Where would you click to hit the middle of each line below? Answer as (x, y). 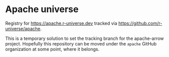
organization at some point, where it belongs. (52, 49)
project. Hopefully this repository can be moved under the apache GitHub (81, 43)
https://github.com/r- (140, 23)
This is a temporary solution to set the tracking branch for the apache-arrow (85, 38)
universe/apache (23, 28)
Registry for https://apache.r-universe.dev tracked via (61, 23)
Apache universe (42, 9)
